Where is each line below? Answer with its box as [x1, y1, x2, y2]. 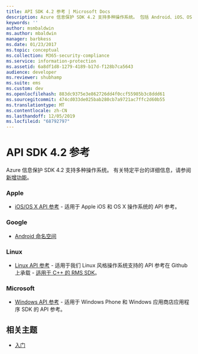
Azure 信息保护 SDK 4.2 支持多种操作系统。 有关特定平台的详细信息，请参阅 [6, 167, 191, 174]
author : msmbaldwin [6, 25, 54, 31]
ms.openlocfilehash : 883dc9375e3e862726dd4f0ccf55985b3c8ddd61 [6, 91, 165, 97]
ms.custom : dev [6, 86, 44, 92]
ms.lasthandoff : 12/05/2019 [6, 113, 76, 119]
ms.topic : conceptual [6, 47, 60, 53]
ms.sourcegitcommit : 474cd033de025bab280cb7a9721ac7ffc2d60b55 [6, 96, 165, 102]
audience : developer [6, 69, 57, 75]
